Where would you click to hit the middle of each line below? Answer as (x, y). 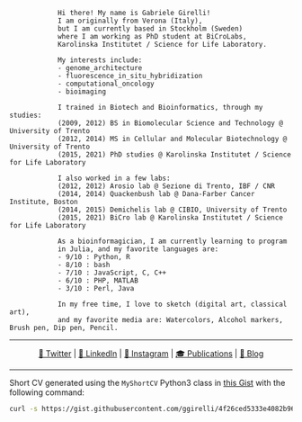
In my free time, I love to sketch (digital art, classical (172, 304)
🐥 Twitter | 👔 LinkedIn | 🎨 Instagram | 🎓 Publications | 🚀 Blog (151, 354)
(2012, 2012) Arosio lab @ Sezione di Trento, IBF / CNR (166, 186)
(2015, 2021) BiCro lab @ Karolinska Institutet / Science (170, 218)
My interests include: (100, 60)
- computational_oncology (106, 84)
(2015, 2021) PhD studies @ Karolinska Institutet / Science (174, 155)
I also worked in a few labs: (114, 178)
